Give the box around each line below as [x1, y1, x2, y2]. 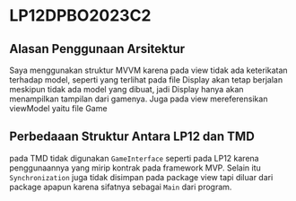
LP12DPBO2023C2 [9, 5, 152, 26]
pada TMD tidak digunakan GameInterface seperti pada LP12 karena [9, 153, 259, 163]
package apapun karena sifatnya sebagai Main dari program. [9, 181, 232, 192]
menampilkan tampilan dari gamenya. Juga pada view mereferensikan [9, 93, 268, 104]
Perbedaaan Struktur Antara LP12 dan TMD [9, 129, 256, 144]
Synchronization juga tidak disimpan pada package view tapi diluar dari [9, 171, 274, 182]
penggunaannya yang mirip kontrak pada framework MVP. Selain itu [9, 162, 262, 173]
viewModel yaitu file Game [9, 103, 108, 113]
